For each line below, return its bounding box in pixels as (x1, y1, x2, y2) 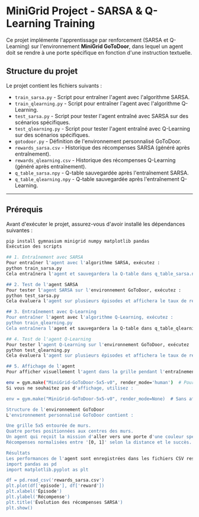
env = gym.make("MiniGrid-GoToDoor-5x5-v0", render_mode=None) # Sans (6, 396, 187, 402)
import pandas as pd (6, 461, 57, 467)
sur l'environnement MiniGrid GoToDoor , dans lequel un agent (31, 43, 184, 50)
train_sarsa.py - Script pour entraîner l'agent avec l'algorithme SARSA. (14, 93, 190, 100)
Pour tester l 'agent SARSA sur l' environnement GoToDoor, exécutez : (6, 287, 182, 293)
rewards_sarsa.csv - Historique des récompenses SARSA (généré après (14, 144, 190, 151)
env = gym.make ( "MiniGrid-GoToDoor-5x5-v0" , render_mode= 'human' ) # (6, 380, 182, 386)
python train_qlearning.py (6, 320, 73, 326)
